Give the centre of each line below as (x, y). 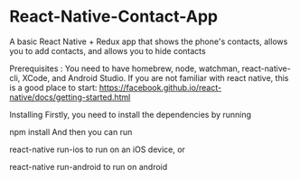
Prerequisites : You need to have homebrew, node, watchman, (125, 68)
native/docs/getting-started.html (70, 97)
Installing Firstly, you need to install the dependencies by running (130, 114)
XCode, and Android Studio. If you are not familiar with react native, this (155, 77)
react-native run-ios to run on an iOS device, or (97, 149)
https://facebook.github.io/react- (160, 87)
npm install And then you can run (71, 131)
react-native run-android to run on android (89, 166)
